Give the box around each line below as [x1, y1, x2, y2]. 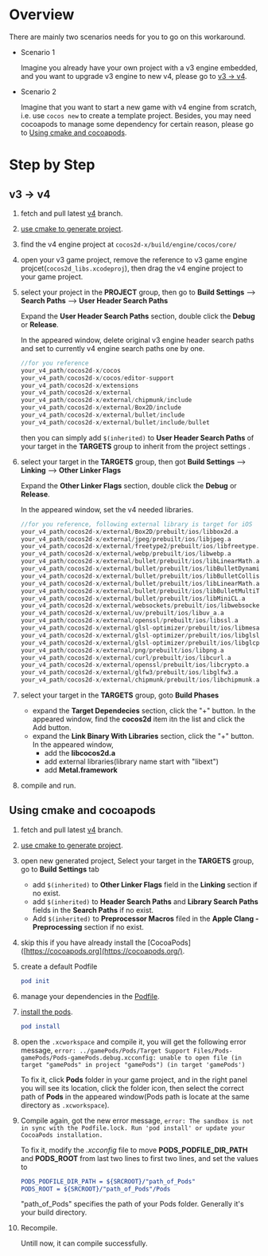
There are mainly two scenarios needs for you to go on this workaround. [9, 32, 246, 41]
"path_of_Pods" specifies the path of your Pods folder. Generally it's [20, 1199, 245, 1209]
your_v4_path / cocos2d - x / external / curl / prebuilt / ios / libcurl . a [20, 654, 231, 662]
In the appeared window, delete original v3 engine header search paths [20, 335, 254, 345]
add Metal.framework [44, 765, 118, 775]
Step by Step [9, 156, 95, 174]
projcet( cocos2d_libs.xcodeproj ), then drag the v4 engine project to [20, 263, 243, 273]
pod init [20, 977, 50, 985]
